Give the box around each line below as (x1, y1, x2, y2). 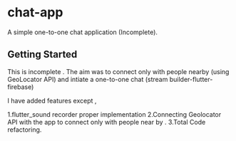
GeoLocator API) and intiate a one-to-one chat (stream (7, 75, 168, 83)
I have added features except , (7, 96, 97, 105)
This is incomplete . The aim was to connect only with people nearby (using (7, 67, 230, 75)
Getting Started (7, 48, 78, 61)
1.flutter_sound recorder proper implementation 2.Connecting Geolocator (7, 110, 222, 118)
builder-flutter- (169, 75, 213, 83)
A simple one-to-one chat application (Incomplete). (7, 28, 158, 36)
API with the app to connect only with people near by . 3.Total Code (7, 117, 206, 126)
